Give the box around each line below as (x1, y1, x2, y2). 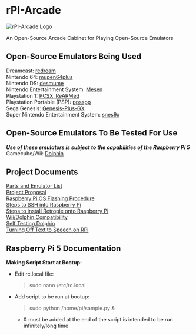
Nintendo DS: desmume (6, 79, 64, 87)
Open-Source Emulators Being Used (6, 51, 142, 62)
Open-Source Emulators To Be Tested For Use (6, 128, 178, 138)
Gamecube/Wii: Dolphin (6, 150, 64, 157)
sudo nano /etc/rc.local (29, 282, 86, 289)
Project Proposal (6, 189, 46, 196)
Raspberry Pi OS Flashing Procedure (6, 195, 95, 202)
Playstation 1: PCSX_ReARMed (6, 92, 79, 99)
